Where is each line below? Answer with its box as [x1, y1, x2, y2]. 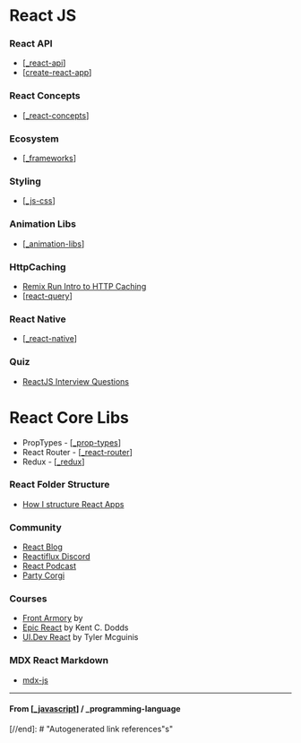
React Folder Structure [9, 479, 110, 491]
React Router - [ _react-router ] [21, 446, 133, 457]
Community [9, 521, 62, 533]
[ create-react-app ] [21, 67, 92, 78]
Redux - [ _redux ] [21, 456, 85, 467]
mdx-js [21, 674, 49, 686]
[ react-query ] [21, 290, 73, 301]
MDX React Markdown [9, 654, 109, 667]
